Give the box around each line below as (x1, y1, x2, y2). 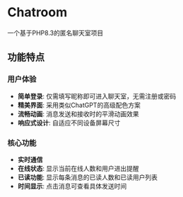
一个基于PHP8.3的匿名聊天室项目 (7, 28, 104, 37)
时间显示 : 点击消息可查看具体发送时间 (17, 181, 127, 190)
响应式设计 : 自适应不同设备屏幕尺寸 (17, 118, 121, 127)
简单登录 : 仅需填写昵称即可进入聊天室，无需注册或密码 (17, 91, 177, 100)
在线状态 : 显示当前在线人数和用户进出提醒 (17, 164, 139, 172)
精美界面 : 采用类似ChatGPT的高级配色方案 (17, 101, 141, 109)
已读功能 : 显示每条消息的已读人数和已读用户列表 (17, 173, 158, 181)
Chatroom (7, 4, 68, 21)
